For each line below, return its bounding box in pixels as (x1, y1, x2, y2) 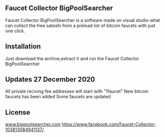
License (5, 108, 30, 117)
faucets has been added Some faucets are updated (5, 94, 111, 100)
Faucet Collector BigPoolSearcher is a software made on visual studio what (5, 17, 160, 23)
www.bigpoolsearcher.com (5, 122, 61, 128)
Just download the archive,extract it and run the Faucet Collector (5, 55, 139, 61)
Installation (5, 42, 41, 51)
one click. (5, 27, 25, 34)
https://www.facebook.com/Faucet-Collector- (61, 122, 156, 128)
